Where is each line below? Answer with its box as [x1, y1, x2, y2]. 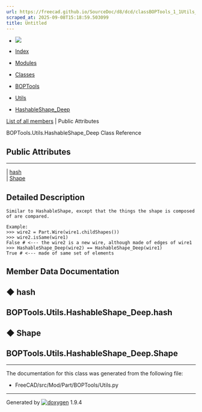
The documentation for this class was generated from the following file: [6, 370, 183, 377]
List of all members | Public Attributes [6, 118, 99, 125]
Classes [14, 71, 35, 78]
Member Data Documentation [6, 266, 120, 277]
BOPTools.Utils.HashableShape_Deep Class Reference [6, 129, 141, 137]
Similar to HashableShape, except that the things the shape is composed [6, 208, 195, 214]
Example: [6, 224, 28, 230]
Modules [14, 60, 37, 67]
